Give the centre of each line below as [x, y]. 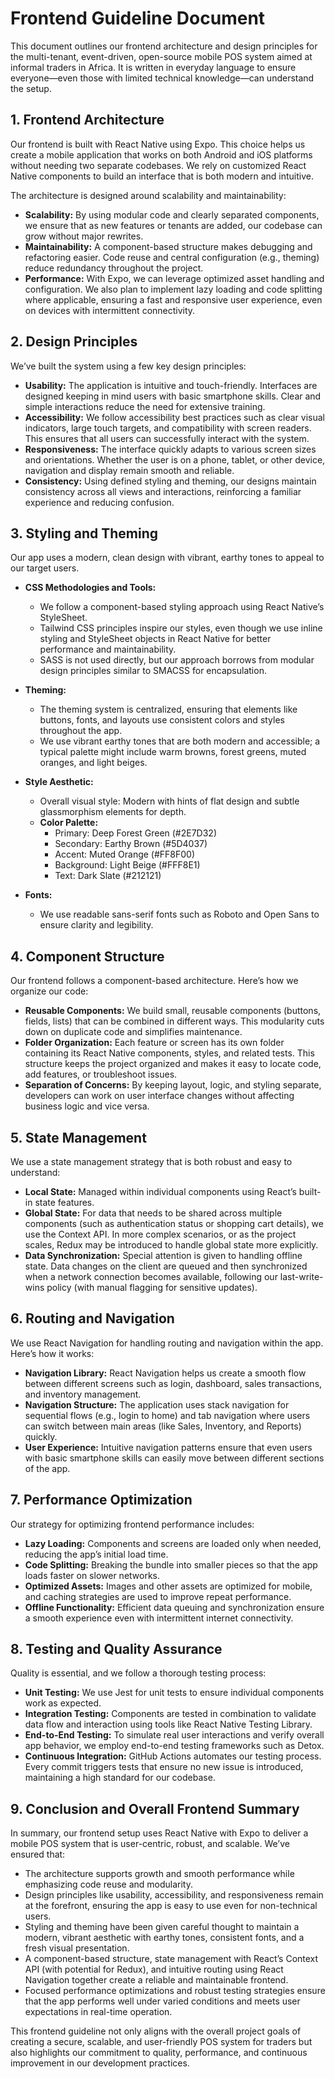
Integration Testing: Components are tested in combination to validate [170, 1714]
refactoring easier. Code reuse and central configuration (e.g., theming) [172, 257]
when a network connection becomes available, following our [151, 1276]
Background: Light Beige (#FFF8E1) [127, 865]
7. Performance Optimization [101, 1500]
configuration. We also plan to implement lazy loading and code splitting [173, 289]
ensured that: [38, 1854]
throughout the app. [81, 731]
